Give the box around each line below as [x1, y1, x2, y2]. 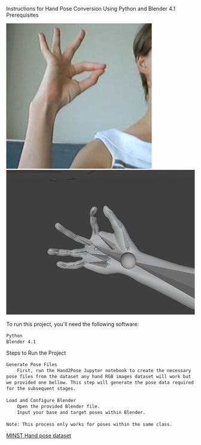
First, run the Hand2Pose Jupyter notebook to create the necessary [17, 367, 191, 373]
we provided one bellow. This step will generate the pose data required [6, 379, 194, 385]
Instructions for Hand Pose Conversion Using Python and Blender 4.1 [6, 5, 175, 12]
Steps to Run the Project [6, 349, 66, 356]
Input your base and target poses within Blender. [17, 409, 146, 415]
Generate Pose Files [6, 361, 58, 367]
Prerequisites [6, 11, 39, 19]
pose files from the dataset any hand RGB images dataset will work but [6, 373, 191, 379]
